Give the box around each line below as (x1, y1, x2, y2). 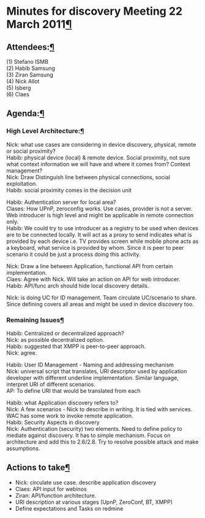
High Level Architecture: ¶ (6, 127, 84, 136)
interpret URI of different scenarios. (6, 381, 96, 388)
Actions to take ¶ (6, 462, 70, 473)
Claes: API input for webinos (15, 485, 87, 492)
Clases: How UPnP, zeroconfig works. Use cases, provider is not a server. (6, 204, 193, 212)
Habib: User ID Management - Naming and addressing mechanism (6, 361, 174, 368)
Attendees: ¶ (6, 42, 55, 52)
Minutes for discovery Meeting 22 (6, 4, 182, 18)
